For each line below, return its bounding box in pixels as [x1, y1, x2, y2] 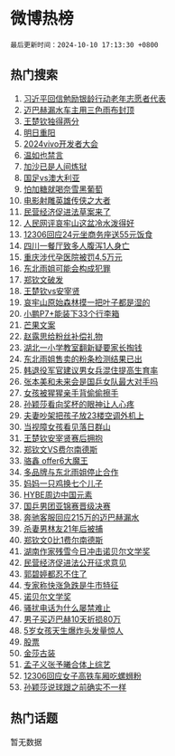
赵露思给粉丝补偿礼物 [23, 330, 103, 341]
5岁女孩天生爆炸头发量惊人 [23, 625, 124, 636]
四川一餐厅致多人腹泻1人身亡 [23, 240, 130, 251]
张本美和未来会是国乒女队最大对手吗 [23, 376, 159, 387]
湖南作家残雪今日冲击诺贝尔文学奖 [23, 545, 151, 557]
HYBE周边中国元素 [23, 489, 93, 500]
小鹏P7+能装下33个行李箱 [23, 308, 120, 319]
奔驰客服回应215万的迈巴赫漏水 [23, 512, 140, 522]
